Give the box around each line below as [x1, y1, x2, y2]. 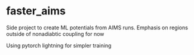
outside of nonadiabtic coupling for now [6, 30, 104, 37]
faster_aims [6, 4, 66, 18]
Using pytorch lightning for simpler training [6, 42, 112, 49]
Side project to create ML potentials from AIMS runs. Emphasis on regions [6, 24, 188, 31]
